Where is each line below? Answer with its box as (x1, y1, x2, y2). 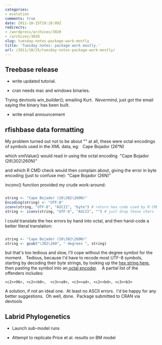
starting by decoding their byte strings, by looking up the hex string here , (5, 260, 150, 266)
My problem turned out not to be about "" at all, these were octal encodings (5, 138, 155, 144)
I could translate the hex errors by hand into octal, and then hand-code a (5, 218, 149, 224)
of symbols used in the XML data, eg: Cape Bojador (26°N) (5, 144, 124, 150)
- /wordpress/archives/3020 (5, 30, 62, 34)
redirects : (5, 25, 27, 30)
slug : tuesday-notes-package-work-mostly (5, 39, 90, 44)
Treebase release (5, 65, 59, 74)
